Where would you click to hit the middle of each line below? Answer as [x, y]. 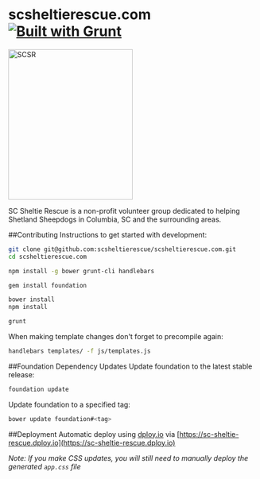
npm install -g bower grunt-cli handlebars [81, 271]
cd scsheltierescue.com [48, 257]
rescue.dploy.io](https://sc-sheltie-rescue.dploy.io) [92, 442]
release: [21, 374]
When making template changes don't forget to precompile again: [116, 337]
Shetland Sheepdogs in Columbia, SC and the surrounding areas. [115, 219]
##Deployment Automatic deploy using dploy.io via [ [94, 434]
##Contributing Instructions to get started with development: [108, 234]
